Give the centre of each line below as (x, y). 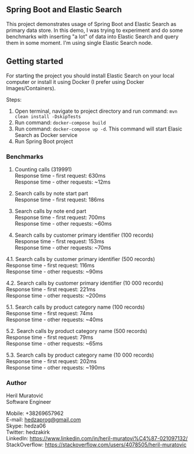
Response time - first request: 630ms (60, 175)
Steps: (14, 99)
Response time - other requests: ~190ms (55, 367)
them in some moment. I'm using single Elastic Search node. (79, 43)
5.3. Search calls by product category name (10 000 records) (80, 355)
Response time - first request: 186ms (60, 200)
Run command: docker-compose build (60, 122)
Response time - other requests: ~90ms (55, 272)
